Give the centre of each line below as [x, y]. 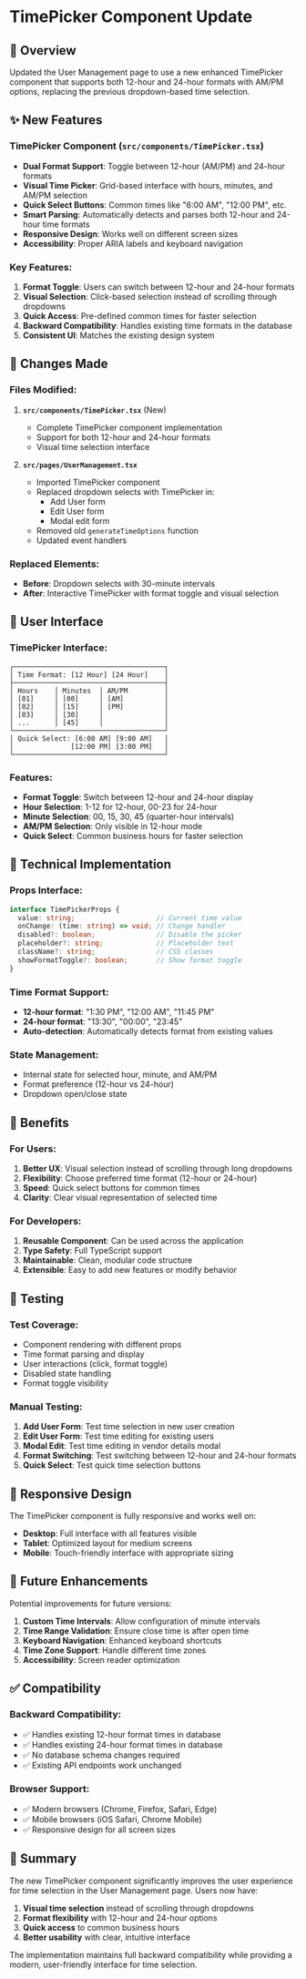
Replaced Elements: [55, 564]
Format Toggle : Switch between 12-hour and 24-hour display [138, 797]
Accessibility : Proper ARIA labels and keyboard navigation [133, 243]
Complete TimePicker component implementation [129, 427]
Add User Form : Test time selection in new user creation [128, 1427]
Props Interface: [46, 890]
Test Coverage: [44, 1325]
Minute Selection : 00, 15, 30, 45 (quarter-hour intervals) [128, 816]
